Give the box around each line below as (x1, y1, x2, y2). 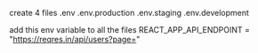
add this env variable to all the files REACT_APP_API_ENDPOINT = (9, 25, 251, 34)
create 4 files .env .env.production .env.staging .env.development (9, 8, 249, 18)
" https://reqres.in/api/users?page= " (9, 34, 141, 44)
